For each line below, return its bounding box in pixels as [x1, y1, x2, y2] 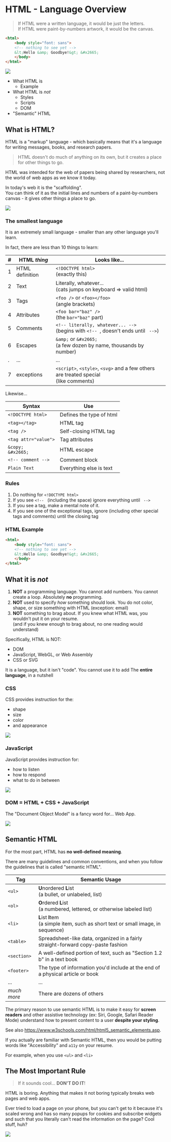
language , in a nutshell [5, 672, 53, 678]
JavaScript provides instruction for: [5, 756, 79, 763]
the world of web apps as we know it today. [5, 174, 97, 181]
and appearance [12, 722, 47, 728]
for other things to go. [17, 159, 64, 165]
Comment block [60, 456, 98, 463]
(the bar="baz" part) [55, 314, 103, 321]
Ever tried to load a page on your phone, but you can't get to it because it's [5, 1105, 163, 1111]
